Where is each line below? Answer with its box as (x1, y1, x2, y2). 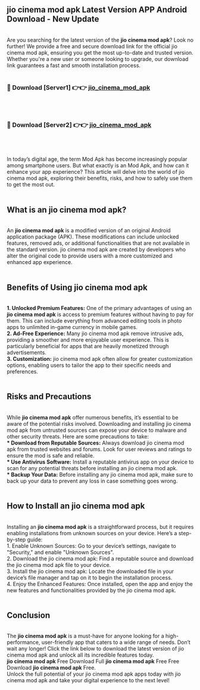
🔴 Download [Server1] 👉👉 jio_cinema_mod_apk (7, 83, 151, 91)
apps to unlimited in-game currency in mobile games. (7, 324, 137, 331)
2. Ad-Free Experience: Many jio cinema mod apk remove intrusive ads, (7, 330, 184, 337)
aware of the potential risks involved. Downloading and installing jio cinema (7, 420, 191, 427)
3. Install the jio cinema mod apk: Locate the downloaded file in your (7, 568, 174, 575)
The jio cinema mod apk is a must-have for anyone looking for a (7, 633, 164, 640)
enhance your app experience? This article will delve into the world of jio (7, 168, 185, 176)
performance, (7, 639, 40, 646)
